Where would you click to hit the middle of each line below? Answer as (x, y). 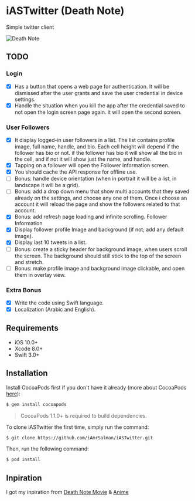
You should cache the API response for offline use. (76, 172)
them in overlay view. (40, 275)
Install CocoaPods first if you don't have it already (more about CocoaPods (96, 387)
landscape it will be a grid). (47, 185)
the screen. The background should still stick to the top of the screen (98, 256)
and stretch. (29, 262)
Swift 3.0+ (27, 355)
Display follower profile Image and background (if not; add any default (99, 229)
